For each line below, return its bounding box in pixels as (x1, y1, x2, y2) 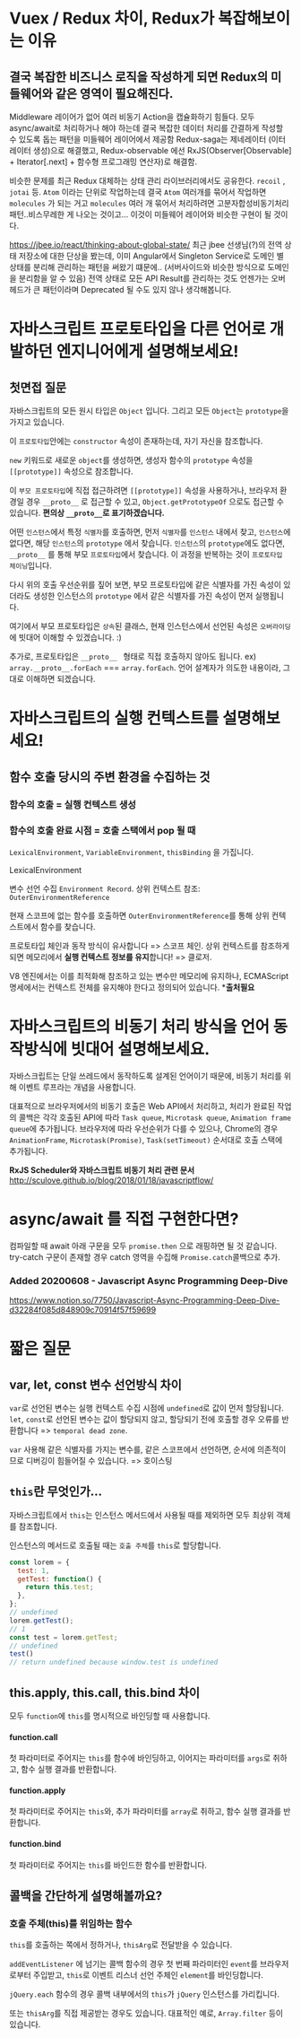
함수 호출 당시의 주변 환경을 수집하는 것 (9, 769, 211, 784)
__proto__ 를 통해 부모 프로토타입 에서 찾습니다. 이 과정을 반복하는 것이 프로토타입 (9, 549, 283, 559)
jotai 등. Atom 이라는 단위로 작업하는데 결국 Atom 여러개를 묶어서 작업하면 (9, 187, 267, 197)
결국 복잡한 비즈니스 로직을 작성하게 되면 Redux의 (9, 69, 269, 84)
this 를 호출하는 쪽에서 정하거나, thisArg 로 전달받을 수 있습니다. (9, 1939, 233, 1950)
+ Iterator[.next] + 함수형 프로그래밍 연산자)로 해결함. (9, 156, 198, 167)
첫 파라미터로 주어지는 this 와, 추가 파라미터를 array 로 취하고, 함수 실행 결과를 (9, 1806, 282, 1817)
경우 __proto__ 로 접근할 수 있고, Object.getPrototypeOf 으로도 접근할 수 (25, 496, 285, 507)
